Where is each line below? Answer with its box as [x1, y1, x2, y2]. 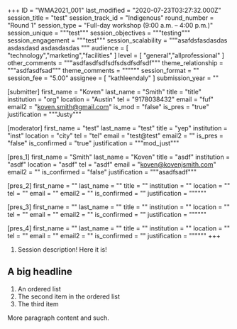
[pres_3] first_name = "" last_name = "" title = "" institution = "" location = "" [7, 203, 231, 211]
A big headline [7, 266, 73, 278]
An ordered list [17, 284, 62, 293]
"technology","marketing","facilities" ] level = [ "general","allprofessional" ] [7, 51, 225, 60]
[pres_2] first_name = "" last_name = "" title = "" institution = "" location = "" [7, 182, 231, 190]
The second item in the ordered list [17, 292, 121, 301]
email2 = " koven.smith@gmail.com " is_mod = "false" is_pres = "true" [7, 103, 209, 111]
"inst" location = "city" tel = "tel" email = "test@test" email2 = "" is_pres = [7, 131, 224, 140]
